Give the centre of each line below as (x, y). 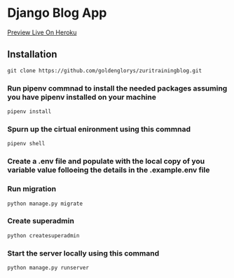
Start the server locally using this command (83, 253)
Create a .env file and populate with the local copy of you (106, 161)
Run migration (32, 189)
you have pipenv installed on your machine (82, 97)
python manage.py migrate (45, 204)
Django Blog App (57, 13)
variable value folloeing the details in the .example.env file (109, 170)
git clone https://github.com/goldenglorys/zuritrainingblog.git (104, 71)
